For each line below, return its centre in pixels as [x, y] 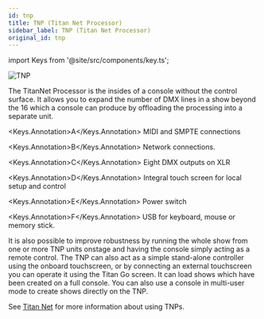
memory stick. [32, 225]
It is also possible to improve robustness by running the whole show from [128, 241]
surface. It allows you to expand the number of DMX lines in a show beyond [132, 99]
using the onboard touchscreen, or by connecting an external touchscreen [130, 266]
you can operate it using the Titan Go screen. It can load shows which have [132, 275]
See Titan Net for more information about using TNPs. [97, 307]
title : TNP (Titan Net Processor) [66, 23]
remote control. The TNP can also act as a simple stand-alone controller [126, 258]
